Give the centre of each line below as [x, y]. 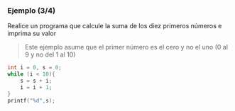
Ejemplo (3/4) [32, 11]
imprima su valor [32, 33]
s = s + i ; [36, 81]
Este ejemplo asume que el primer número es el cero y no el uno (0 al [126, 47]
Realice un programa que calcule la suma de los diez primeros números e [115, 26]
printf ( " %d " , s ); [31, 100]
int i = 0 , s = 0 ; [34, 68]
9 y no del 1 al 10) [50, 54]
